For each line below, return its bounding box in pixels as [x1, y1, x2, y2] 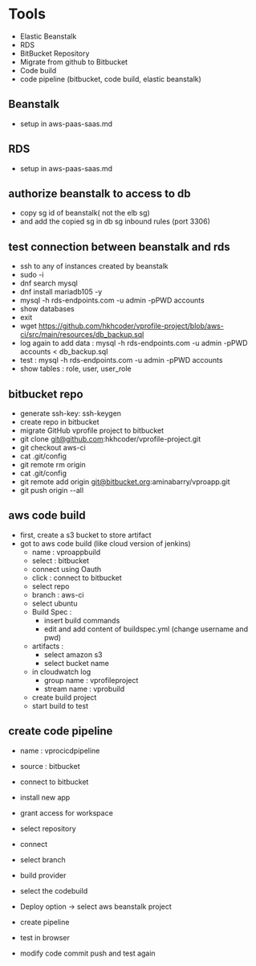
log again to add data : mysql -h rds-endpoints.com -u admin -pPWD [19, 339, 248, 348]
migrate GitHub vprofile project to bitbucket [19, 425, 165, 435]
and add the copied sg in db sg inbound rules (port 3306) [19, 216, 210, 226]
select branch [19, 854, 66, 865]
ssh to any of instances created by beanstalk [19, 261, 169, 271]
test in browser [19, 932, 70, 942]
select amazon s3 [43, 649, 103, 660]
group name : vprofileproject [43, 675, 139, 684]
